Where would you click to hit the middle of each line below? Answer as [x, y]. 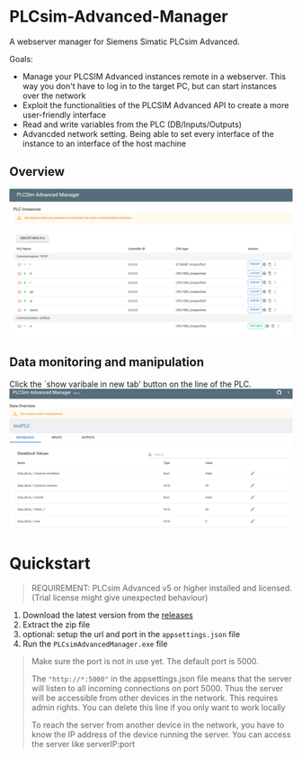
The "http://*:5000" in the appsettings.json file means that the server [161, 679]
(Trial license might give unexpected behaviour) [120, 598]
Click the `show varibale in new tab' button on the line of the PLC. [130, 384]
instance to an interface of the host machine [104, 143]
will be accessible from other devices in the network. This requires [155, 698]
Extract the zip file [56, 625]
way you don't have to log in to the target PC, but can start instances [149, 86]
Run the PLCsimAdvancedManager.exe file [95, 644]
